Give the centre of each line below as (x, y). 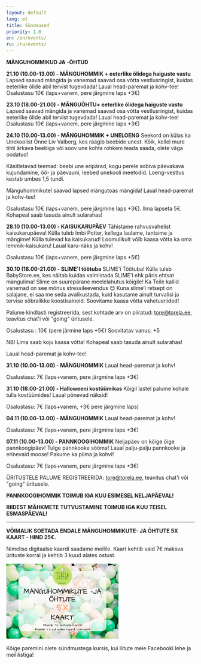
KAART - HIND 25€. (31, 537)
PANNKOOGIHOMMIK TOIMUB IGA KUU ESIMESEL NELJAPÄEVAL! (90, 496)
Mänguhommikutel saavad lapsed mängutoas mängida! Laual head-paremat (100, 190)
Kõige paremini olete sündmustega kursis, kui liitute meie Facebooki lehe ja (99, 648)
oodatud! (17, 154)
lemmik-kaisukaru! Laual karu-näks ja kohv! (60, 246)
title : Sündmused (28, 25)
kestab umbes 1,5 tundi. (35, 179)
